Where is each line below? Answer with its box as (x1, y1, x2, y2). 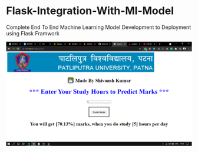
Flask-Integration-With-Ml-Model (6, 4, 174, 18)
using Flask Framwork (6, 29, 60, 37)
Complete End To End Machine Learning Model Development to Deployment (6, 24, 192, 31)
